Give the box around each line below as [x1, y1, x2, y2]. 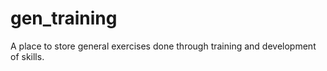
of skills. [10, 50, 45, 62]
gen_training [10, 7, 118, 30]
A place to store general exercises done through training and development [10, 40, 317, 52]
